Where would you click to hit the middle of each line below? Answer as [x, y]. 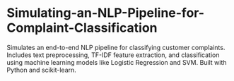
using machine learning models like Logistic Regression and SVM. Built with [117, 62]
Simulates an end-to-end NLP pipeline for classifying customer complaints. [116, 47]
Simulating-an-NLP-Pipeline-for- [106, 13]
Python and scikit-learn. [42, 70]
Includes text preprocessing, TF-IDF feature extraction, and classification [113, 55]
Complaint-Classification [82, 28]
